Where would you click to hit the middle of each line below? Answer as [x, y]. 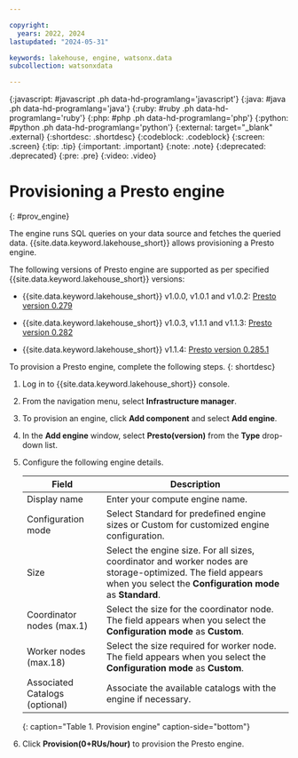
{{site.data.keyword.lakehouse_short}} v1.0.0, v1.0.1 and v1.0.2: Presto [149, 296]
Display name [55, 499]
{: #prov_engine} [39, 216]
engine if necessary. [149, 699]
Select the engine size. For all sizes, [180, 550]
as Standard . [133, 594]
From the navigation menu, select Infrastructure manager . [129, 402]
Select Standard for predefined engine [186, 514]
